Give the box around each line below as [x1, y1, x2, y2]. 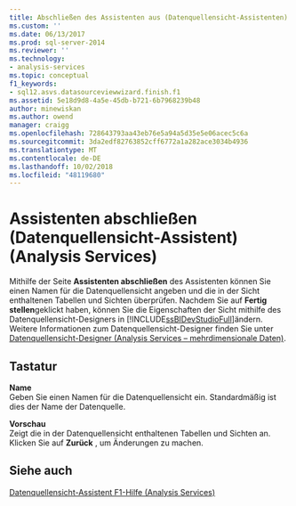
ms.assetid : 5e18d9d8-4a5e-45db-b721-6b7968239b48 [9, 95, 201, 105]
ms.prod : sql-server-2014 [9, 37, 105, 47]
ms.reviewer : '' [9, 46, 69, 55]
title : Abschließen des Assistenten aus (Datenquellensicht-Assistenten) [9, 12, 289, 22]
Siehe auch [9, 463, 73, 478]
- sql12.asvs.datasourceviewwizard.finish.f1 [9, 87, 180, 96]
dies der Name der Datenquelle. [9, 402, 126, 412]
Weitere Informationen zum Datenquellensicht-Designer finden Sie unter [9, 323, 274, 334]
